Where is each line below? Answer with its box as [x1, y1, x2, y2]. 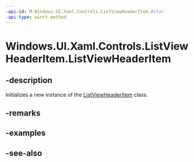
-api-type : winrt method [5, 14, 67, 20]
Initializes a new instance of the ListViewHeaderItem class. [5, 91, 149, 98]
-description [5, 75, 52, 85]
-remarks [5, 108, 41, 118]
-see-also [5, 148, 42, 158]
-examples [5, 128, 46, 138]
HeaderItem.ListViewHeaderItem [5, 52, 172, 65]
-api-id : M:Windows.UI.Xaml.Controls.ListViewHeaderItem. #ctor [5, 8, 165, 15]
